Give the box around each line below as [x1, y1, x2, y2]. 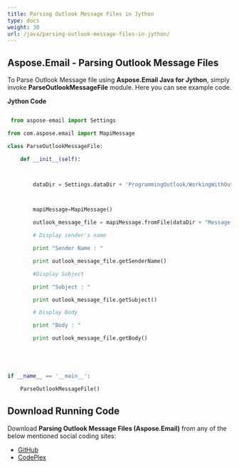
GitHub [17, 445, 39, 454]
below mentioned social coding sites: [7, 432, 116, 440]
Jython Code [7, 97, 47, 105]
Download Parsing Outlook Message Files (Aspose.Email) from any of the [7, 424, 227, 432]
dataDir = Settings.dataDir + [33, 181, 122, 188]
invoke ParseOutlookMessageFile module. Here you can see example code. [7, 83, 232, 92]
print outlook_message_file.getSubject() [33, 296, 158, 303]
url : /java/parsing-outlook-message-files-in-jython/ [7, 30, 171, 38]
